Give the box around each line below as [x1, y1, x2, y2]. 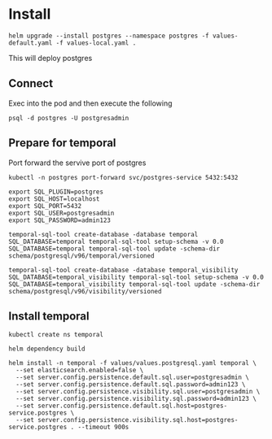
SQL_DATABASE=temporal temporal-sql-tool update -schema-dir [8, 245, 221, 253]
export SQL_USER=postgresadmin [8, 209, 115, 217]
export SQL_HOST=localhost [8, 194, 100, 203]
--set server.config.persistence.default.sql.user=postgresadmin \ [15, 373, 250, 382]
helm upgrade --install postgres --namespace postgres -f [8, 32, 209, 40]
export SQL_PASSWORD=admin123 [8, 216, 112, 224]
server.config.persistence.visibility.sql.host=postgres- [37, 416, 239, 424]
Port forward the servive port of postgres [8, 158, 147, 167]
